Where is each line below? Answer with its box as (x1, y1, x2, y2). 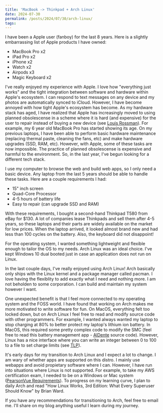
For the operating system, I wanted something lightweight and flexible (5, 241, 145, 246)
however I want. (5, 286, 38, 292)
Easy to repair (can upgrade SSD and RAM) (12, 201, 99, 207)
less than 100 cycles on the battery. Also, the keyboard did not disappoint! (5, 231, 154, 237)
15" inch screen (12, 186, 44, 191)
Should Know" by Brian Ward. (5, 388, 65, 394)
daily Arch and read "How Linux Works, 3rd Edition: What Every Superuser (5, 383, 155, 389)
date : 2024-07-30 (5, 12, 41, 17)
